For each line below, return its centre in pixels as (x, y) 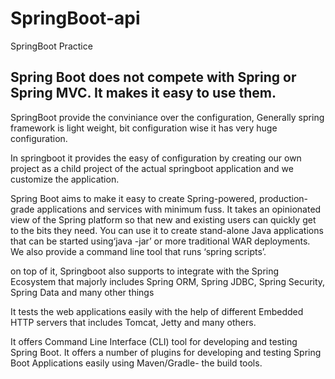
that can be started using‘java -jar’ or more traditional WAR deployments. (160, 241)
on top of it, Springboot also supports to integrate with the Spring (145, 271)
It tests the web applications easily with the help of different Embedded (157, 311)
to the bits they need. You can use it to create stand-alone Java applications (167, 230)
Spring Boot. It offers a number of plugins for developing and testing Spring (166, 352)
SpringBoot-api (75, 18)
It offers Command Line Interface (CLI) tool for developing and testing (154, 341)
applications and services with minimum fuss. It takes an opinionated (179, 209)
